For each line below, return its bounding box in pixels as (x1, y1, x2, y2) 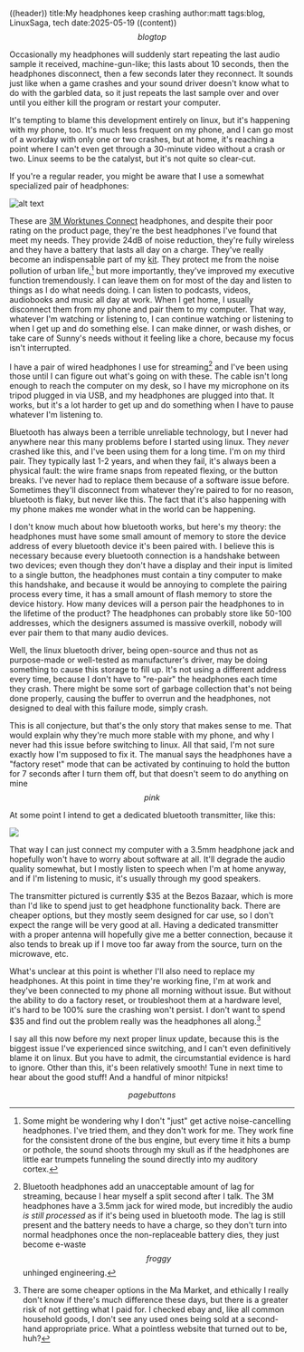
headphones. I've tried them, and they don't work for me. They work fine (22, 1125, 294, 1135)
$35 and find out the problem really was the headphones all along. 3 (9, 1014, 261, 1027)
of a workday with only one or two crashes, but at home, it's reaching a (9, 134, 275, 144)
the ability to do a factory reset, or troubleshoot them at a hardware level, (9, 995, 282, 1006)
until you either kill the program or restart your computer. (9, 97, 222, 108)
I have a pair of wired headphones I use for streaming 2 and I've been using (9, 360, 289, 372)
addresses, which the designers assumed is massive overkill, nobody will (9, 618, 282, 629)
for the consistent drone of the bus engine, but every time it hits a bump (22, 1135, 291, 1145)
